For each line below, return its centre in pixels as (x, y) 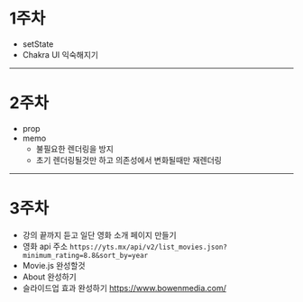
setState (38, 44)
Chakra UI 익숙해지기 (60, 54)
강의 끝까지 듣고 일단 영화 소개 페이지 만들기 (100, 234)
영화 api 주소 (45, 246)
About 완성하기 (49, 277)
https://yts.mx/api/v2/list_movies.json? (148, 247)
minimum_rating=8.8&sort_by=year (85, 255)
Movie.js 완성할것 (54, 265)
